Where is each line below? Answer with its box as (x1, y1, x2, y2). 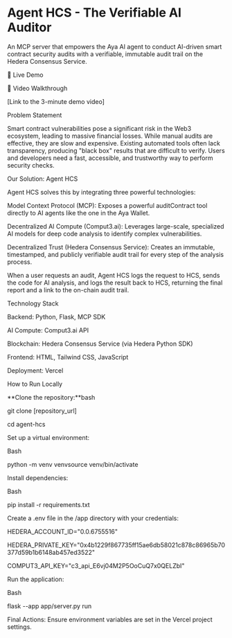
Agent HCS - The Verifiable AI (7, 5, 182, 21)
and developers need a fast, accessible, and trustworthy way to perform (7, 154, 213, 162)
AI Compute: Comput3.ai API (7, 326, 89, 334)
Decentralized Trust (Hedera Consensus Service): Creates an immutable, (7, 242, 215, 251)
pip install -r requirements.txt (7, 500, 90, 508)
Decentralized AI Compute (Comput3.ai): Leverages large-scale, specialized (7, 222, 224, 230)
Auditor (7, 19, 52, 35)
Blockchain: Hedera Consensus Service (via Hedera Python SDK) (7, 339, 193, 348)
